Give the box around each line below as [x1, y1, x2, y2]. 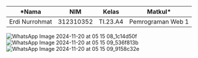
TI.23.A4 [98, 18, 124, 25]
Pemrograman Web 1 [129, 18, 190, 25]
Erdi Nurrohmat [9, 18, 53, 25]
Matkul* [147, 8, 172, 15]
